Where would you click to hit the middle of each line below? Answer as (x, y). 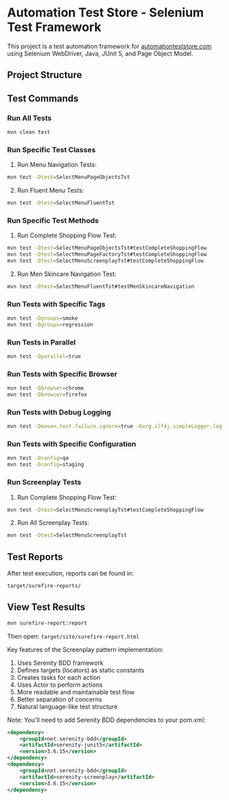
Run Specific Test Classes (51, 150)
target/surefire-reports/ (44, 586)
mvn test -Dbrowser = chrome (46, 388)
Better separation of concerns (59, 699)
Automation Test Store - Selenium (106, 13)
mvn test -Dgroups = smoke (43, 318)
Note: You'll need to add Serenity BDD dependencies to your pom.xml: (106, 720)
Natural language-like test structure (67, 706)
